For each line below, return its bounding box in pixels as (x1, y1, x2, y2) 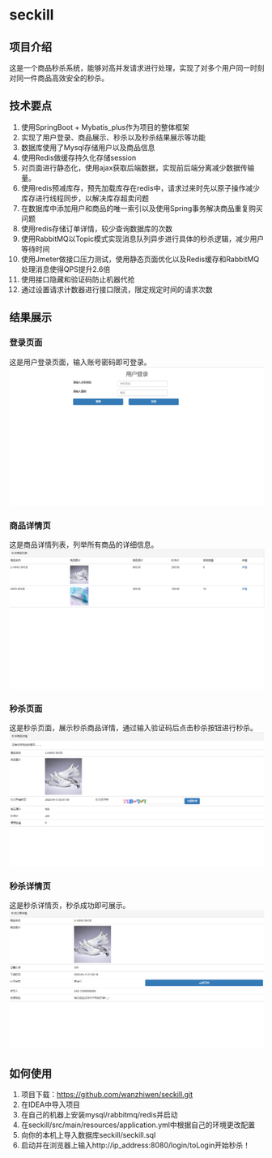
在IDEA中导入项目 (20, 1100, 80, 1109)
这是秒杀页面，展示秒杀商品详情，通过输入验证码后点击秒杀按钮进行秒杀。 (9, 722, 257, 732)
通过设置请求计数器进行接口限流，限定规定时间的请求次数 (20, 284, 213, 294)
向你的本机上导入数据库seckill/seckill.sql (20, 1130, 156, 1140)
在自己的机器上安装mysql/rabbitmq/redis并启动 (20, 1110, 178, 1120)
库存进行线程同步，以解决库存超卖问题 (20, 193, 149, 203)
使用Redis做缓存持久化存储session (20, 153, 137, 162)
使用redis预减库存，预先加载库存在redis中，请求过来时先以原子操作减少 (20, 183, 260, 192)
